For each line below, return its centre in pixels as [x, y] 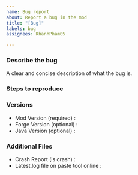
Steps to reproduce [35, 89]
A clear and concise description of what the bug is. [69, 73]
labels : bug [21, 28]
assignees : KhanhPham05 [36, 34]
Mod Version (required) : [45, 118]
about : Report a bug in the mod [46, 17]
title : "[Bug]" [25, 23]
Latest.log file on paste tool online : [58, 165]
